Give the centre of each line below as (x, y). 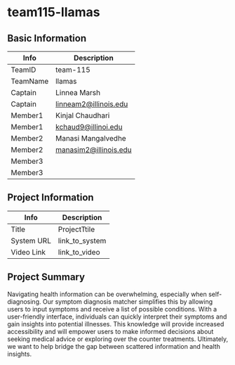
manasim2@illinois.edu (93, 150)
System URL (31, 241)
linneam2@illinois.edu (92, 104)
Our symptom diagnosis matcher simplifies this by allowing (128, 301)
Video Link (28, 252)
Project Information (51, 198)
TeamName (30, 81)
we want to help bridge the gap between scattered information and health (114, 346)
